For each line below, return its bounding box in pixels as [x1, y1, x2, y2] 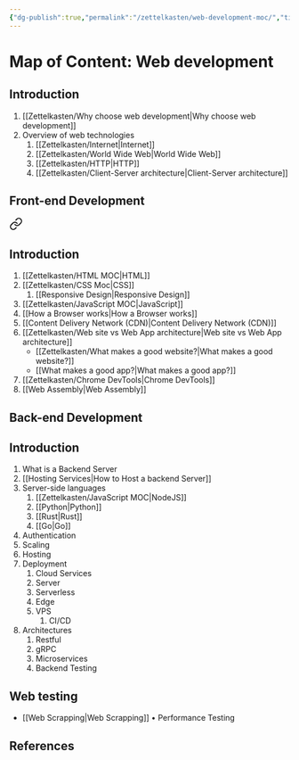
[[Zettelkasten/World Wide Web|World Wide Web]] [35, 148, 222, 159]
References [9, 738, 75, 754]
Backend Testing [35, 663, 98, 673]
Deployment [21, 558, 68, 569]
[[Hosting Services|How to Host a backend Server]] [21, 474, 212, 484]
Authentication [21, 530, 77, 541]
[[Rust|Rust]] [35, 511, 83, 522]
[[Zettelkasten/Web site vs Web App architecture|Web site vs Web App [21, 327, 282, 338]
